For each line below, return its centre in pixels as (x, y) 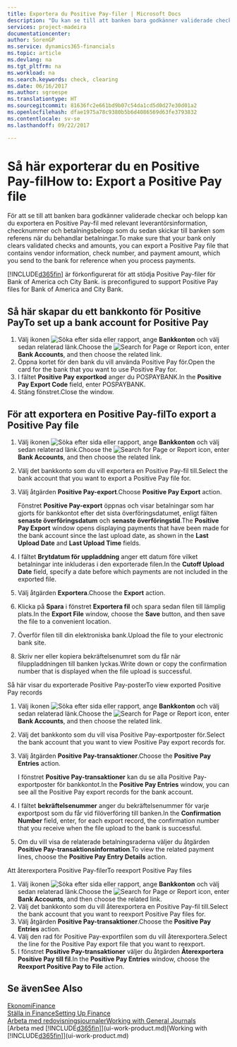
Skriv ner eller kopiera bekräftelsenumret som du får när (99, 656)
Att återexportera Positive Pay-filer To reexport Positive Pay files (99, 871)
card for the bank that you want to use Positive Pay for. (97, 369)
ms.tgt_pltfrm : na (34, 66)
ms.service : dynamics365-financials (61, 47)
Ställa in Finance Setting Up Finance (59, 1013)
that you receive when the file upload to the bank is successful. (110, 828)
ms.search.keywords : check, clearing (63, 79)
